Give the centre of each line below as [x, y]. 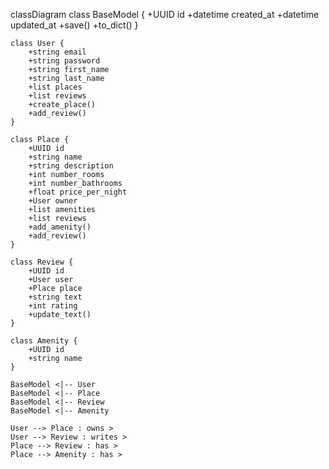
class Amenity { [44, 341]
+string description [71, 166]
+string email [57, 52]
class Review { [42, 262]
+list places [55, 87]
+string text [55, 297]
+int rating [53, 306]
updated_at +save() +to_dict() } [74, 25]
